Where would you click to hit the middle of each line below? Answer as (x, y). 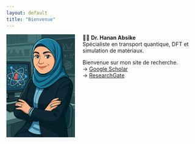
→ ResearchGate (104, 75)
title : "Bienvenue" (31, 19)
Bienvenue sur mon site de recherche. (130, 62)
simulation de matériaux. (113, 50)
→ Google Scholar (105, 69)
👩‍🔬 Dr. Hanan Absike (109, 37)
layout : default (27, 13)
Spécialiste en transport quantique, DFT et (136, 44)
